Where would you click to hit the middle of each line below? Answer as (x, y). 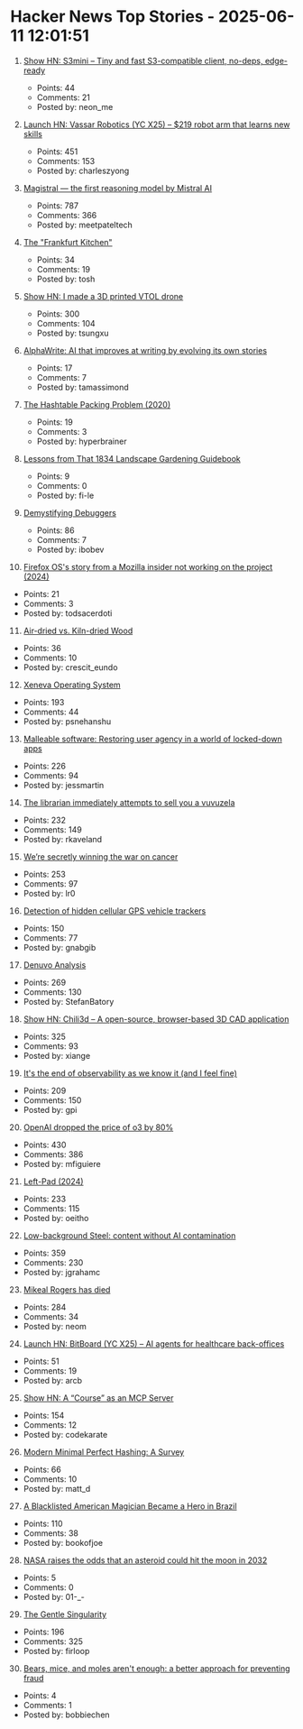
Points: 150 (44, 928)
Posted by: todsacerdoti (68, 613)
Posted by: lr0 (49, 893)
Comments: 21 (64, 97)
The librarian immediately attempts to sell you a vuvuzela (129, 802)
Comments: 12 (50, 1425)
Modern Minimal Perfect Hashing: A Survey (104, 1452)
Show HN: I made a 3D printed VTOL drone (103, 296)
